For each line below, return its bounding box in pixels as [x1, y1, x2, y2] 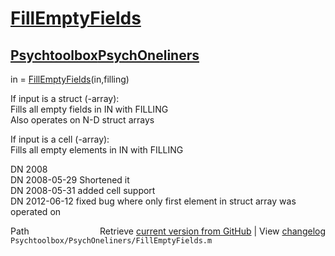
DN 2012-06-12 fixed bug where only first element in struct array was [10, 195, 297, 207]
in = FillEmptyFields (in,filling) [10, 73, 130, 85]
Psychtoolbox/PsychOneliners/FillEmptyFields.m [10, 236, 213, 246]
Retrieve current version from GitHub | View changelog [99, 225, 326, 237]
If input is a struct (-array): [10, 93, 120, 104]
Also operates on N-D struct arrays [10, 114, 155, 126]
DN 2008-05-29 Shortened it [10, 174, 130, 186]
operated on [10, 206, 62, 217]
